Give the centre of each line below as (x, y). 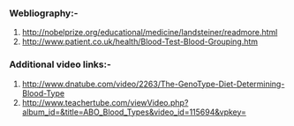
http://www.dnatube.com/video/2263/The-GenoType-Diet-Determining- (153, 84)
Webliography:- (44, 13)
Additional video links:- (60, 64)
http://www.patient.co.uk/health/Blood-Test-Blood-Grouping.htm (140, 41)
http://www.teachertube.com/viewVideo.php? (105, 102)
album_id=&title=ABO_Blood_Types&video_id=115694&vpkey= (134, 112)
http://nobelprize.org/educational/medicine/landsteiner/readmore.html (150, 33)
